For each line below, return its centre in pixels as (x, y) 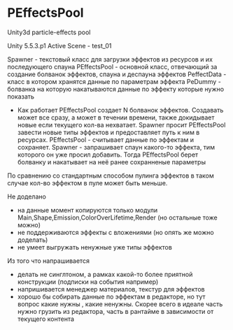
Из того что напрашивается (48, 261)
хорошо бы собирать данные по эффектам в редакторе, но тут (111, 296)
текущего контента (46, 319)
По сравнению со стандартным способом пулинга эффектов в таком (111, 175)
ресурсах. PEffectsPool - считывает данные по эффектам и (106, 139)
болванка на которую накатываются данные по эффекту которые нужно (116, 89)
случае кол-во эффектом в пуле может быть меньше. (87, 182)
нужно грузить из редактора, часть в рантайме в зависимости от (115, 311)
